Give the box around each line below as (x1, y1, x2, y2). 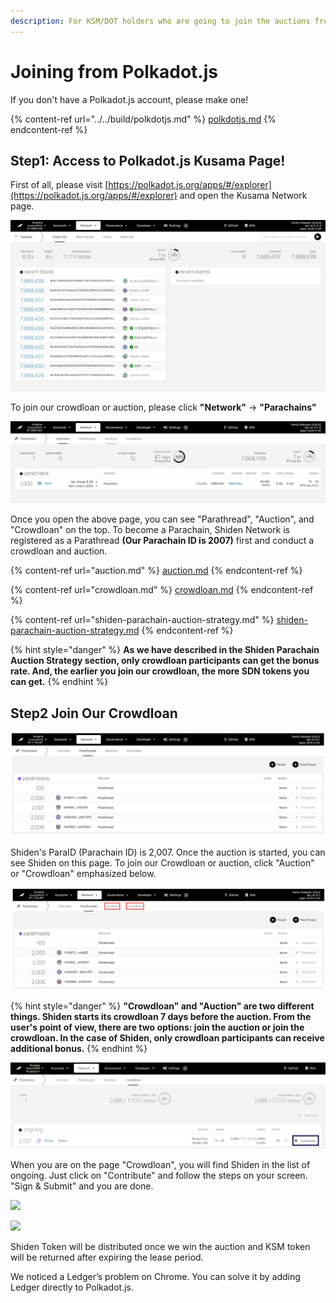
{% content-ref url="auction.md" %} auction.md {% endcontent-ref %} (10, 565, 303, 577)
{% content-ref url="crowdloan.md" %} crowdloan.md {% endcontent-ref (10, 584, 314, 596)
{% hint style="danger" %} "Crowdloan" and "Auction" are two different (10, 1000, 315, 1012)
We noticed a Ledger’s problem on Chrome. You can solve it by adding (10, 1271, 301, 1283)
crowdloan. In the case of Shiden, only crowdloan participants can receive (10, 1031, 325, 1044)
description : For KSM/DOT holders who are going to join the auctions (10, 16, 311, 26)
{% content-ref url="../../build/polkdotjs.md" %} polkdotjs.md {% (10, 113, 277, 125)
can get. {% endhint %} (10, 676, 109, 688)
